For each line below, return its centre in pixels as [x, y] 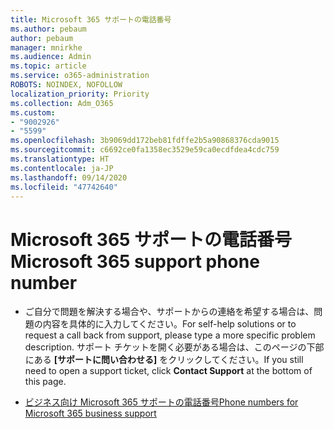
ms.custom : [33, 112]
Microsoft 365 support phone [135, 261]
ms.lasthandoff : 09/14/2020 [69, 177]
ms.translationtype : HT [60, 159]
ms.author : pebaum [48, 29]
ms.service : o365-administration [80, 76]
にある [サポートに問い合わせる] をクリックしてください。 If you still [164, 360]
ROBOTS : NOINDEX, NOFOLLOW [66, 85]
